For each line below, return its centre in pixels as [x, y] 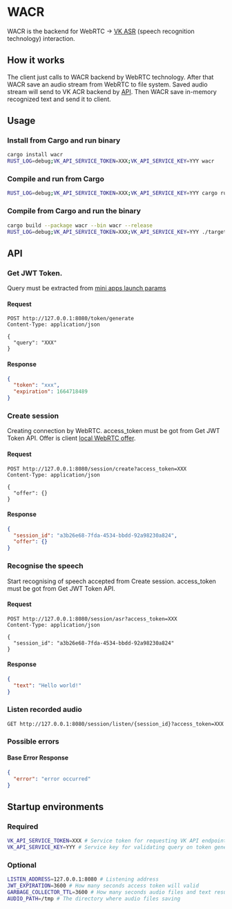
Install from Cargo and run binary [64, 140]
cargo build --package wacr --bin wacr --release [80, 226]
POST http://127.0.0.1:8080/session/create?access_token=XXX [97, 469]
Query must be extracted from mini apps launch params [87, 288]
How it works [36, 61]
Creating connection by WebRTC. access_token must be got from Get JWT [114, 431]
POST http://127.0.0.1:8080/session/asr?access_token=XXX [92, 619]
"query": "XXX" [35, 343]
